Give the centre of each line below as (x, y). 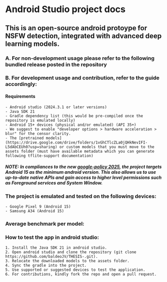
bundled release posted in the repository (56, 64)
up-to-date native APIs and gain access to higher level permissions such (83, 177)
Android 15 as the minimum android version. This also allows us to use (81, 172)
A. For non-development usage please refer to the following (80, 58)
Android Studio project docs (65, 9)
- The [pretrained (24, 138)
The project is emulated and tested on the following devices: (81, 196)
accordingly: (21, 84)
